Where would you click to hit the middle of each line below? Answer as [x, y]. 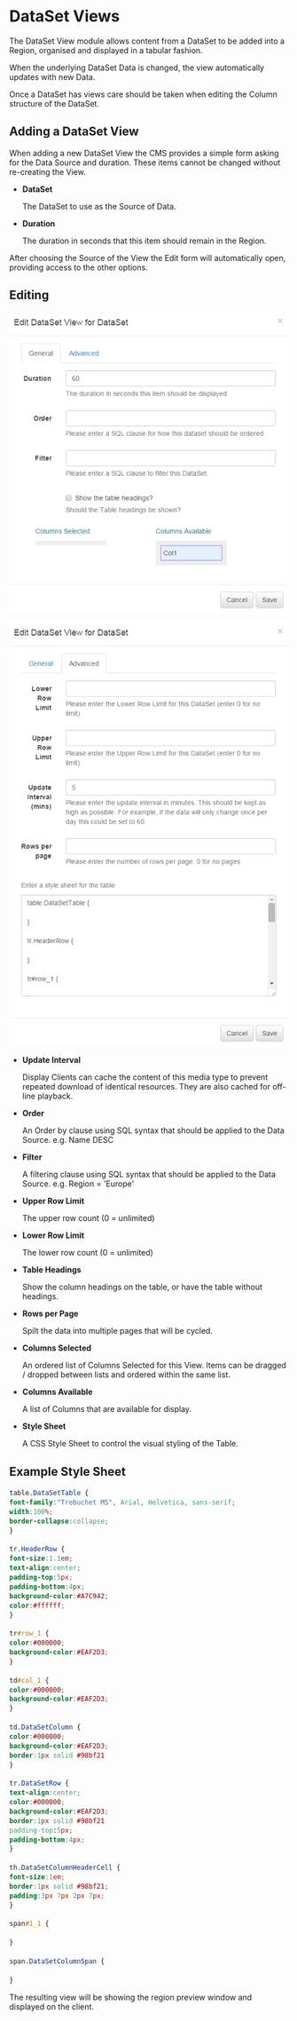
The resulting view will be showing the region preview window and [131, 1997]
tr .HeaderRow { [37, 1549]
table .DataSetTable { [49, 1494]
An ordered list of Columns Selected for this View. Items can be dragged [154, 1366]
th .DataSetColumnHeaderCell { [65, 1868]
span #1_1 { [29, 1924]
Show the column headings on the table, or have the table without [142, 1287]
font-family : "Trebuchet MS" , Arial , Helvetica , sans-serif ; [123, 1502]
